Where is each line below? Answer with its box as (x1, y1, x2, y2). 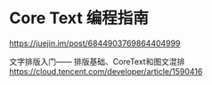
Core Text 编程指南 (9, 8, 150, 28)
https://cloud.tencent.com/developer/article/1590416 (9, 66, 203, 76)
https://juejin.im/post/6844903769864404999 (9, 37, 181, 49)
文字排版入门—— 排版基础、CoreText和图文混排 (9, 56, 185, 66)
